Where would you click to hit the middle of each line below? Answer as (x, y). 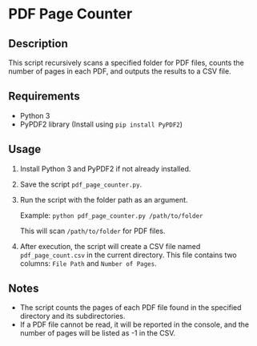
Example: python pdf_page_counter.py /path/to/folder (111, 215)
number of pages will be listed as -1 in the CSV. (98, 333)
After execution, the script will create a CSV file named (110, 246)
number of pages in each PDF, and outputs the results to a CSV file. (120, 71)
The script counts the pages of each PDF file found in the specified (131, 308)
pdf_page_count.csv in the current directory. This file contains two (128, 255)
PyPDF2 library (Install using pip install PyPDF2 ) (101, 124)
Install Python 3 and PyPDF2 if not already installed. (105, 168)
